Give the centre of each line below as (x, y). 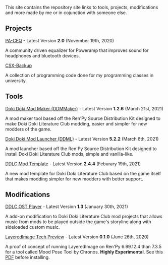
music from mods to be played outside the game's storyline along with (78, 222)
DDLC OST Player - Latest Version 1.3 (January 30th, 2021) (67, 207)
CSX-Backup (19, 65)
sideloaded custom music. (33, 227)
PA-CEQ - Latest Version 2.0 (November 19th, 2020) (60, 40)
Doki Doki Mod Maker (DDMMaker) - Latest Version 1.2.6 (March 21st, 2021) (85, 108)
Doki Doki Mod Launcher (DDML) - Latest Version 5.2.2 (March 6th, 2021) (82, 139)
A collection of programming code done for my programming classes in (79, 75)
